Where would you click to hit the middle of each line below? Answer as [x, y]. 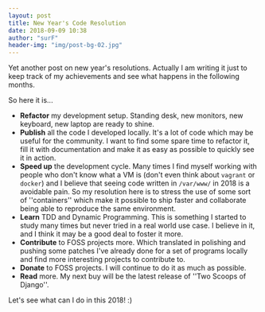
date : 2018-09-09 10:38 [48, 30]
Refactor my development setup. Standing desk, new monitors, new [131, 115]
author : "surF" [33, 38]
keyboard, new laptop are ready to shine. [87, 124]
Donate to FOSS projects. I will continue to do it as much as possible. [133, 268]
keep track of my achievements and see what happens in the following [124, 76]
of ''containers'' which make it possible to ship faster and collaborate [133, 201]
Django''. [34, 285]
